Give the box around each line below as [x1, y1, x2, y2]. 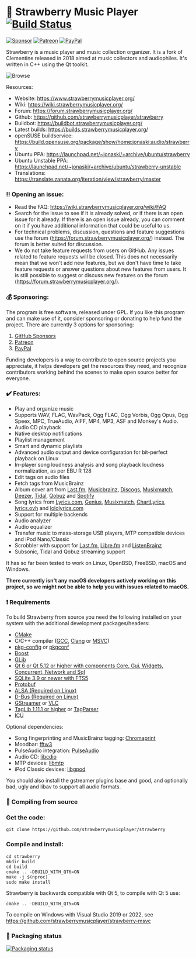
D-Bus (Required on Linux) [14, 693, 79, 701]
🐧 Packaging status [6, 932, 62, 940]
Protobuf [14, 681, 36, 688]
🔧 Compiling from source [6, 798, 78, 806]
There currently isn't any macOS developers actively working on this [6, 577, 176, 584]
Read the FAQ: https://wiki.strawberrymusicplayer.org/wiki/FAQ [14, 204, 166, 211]
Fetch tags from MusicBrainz [14, 480, 84, 487]
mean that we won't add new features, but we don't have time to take [14, 260, 181, 267]
